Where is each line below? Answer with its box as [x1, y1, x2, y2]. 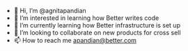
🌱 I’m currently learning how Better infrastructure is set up [13, 21, 181, 29]
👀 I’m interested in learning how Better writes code [13, 14, 159, 22]
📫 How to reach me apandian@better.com [13, 37, 137, 44]
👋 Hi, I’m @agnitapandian [13, 7, 87, 14]
